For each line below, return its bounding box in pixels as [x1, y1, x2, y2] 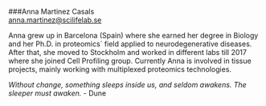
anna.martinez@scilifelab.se [8, 15, 102, 25]
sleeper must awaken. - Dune [8, 88, 107, 98]
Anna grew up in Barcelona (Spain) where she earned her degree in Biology [8, 31, 259, 40]
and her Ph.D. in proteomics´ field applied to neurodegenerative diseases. [8, 39, 252, 49]
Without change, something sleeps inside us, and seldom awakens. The [8, 80, 247, 89]
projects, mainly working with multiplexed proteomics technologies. [8, 65, 231, 74]
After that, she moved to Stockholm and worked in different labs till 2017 [8, 48, 248, 57]
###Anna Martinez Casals [8, 7, 95, 16]
